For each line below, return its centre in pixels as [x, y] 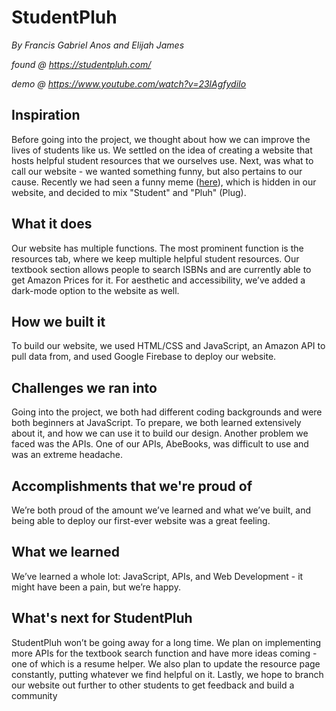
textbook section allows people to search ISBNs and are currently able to [161, 269]
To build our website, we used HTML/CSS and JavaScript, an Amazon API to [168, 346]
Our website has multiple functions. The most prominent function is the [157, 248]
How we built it [58, 321]
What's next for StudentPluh [102, 618]
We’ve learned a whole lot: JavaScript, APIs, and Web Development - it [157, 576]
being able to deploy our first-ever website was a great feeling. [141, 520]
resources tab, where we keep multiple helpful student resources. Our [155, 258]
